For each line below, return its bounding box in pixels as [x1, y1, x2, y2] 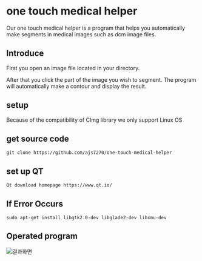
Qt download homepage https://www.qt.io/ [6, 182, 113, 188]
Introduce [6, 48, 44, 59]
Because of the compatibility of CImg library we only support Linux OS [6, 116, 183, 124]
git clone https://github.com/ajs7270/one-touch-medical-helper [6, 150, 172, 156]
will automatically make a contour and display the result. [6, 82, 147, 90]
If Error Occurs [6, 199, 64, 209]
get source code [6, 133, 70, 144]
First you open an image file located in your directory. [6, 64, 140, 71]
